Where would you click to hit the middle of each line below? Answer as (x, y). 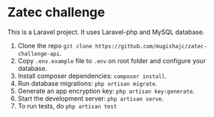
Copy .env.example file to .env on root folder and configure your (112, 60)
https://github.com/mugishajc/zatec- (151, 46)
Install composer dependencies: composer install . (92, 76)
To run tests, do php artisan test (67, 106)
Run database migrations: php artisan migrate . (87, 83)
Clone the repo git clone (55, 45)
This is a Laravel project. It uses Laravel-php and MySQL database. (106, 32)
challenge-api (39, 54)
